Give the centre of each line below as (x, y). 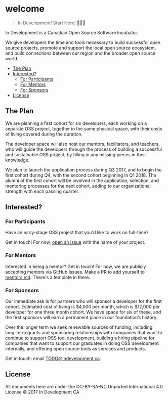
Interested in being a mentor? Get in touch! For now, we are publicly (76, 266)
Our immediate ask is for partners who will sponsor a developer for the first (83, 301)
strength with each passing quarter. (42, 191)
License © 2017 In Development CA (42, 392)
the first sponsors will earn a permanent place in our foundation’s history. (81, 318)
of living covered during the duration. (44, 134)
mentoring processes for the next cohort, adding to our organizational (78, 186)
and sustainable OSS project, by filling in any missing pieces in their (76, 154)
